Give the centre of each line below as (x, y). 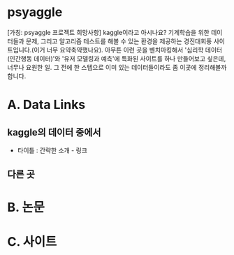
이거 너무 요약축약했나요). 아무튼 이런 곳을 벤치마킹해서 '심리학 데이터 (128, 50)
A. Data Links (46, 105)
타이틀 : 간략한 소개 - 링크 (52, 150)
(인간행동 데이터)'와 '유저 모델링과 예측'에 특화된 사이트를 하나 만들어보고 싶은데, (117, 58)
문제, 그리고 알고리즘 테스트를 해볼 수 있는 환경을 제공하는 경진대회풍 (119, 41)
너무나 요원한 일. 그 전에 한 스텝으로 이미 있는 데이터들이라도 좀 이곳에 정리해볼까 (117, 67)
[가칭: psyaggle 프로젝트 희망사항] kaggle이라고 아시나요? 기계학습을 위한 (108, 32)
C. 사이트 (32, 241)
